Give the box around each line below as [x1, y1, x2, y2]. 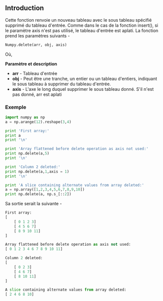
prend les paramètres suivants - [5, 33, 70, 38]
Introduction [5, 4, 44, 12]
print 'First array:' [5, 128, 50, 133]
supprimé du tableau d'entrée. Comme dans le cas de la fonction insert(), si [5, 22, 159, 28]
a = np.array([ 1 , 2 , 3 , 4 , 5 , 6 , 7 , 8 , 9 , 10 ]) [5, 187, 85, 192]
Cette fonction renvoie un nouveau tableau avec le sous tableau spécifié [5, 17, 152, 23]
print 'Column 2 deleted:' [5, 164, 61, 169]
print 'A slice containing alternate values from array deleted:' [5, 183, 144, 188]
